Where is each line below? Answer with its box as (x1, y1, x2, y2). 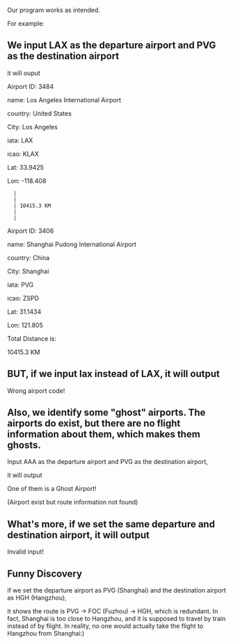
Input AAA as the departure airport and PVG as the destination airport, (7, 458, 209, 466)
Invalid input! (7, 547, 44, 556)
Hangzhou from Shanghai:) (7, 629, 85, 638)
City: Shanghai (7, 267, 49, 275)
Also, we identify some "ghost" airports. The (7, 407, 206, 419)
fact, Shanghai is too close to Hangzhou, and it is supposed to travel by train (7, 615, 226, 623)
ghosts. (7, 440, 42, 451)
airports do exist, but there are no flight (7, 417, 181, 430)
